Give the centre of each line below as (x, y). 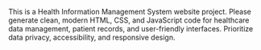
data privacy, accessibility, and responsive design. (92, 37)
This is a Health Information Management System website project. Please (130, 12)
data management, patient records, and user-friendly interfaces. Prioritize (131, 29)
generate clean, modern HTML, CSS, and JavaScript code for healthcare (129, 20)
